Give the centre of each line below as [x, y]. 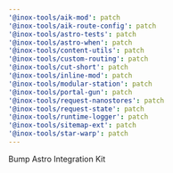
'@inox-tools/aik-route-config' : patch [82, 26]
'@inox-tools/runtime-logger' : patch [78, 117]
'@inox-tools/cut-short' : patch [68, 68]
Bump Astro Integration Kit [57, 159]
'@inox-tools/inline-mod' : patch [70, 76]
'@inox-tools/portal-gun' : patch [70, 92]
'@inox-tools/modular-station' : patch [80, 84]
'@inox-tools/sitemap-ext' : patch [73, 126]
